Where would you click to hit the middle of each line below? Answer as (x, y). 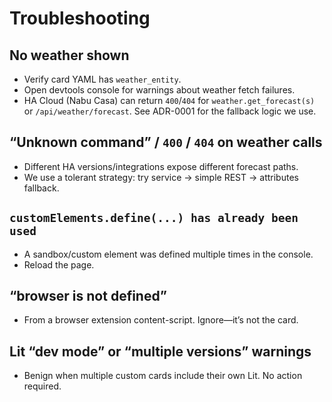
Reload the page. (59, 264)
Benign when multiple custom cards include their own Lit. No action (163, 376)
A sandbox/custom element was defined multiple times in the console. (168, 254)
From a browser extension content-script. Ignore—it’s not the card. (161, 320)
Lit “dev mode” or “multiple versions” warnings (160, 351)
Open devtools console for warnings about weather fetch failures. (159, 90)
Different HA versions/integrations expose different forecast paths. (161, 166)
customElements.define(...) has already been (154, 218)
